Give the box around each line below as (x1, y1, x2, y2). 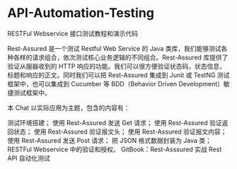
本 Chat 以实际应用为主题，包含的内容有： (7, 103, 130, 112)
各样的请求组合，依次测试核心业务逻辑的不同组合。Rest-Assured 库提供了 (13, 53, 229, 62)
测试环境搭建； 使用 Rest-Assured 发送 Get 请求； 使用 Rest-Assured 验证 (7, 118, 222, 127)
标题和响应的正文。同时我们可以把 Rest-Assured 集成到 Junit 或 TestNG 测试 (7, 71, 230, 79)
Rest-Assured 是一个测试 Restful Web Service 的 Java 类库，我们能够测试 (7, 44, 221, 52)
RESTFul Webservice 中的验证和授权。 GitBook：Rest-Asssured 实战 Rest (7, 145, 222, 153)
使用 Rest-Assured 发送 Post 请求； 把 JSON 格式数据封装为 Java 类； (7, 136, 212, 144)
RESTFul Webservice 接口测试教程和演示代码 (7, 29, 138, 37)
